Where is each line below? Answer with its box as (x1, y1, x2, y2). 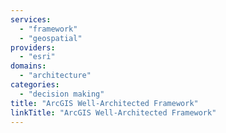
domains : (10, 61, 47, 71)
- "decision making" (19, 89, 105, 99)
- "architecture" (19, 71, 92, 81)
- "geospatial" (19, 33, 83, 43)
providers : (10, 42, 56, 53)
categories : (10, 80, 60, 90)
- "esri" (19, 52, 56, 62)
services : (10, 14, 52, 25)
